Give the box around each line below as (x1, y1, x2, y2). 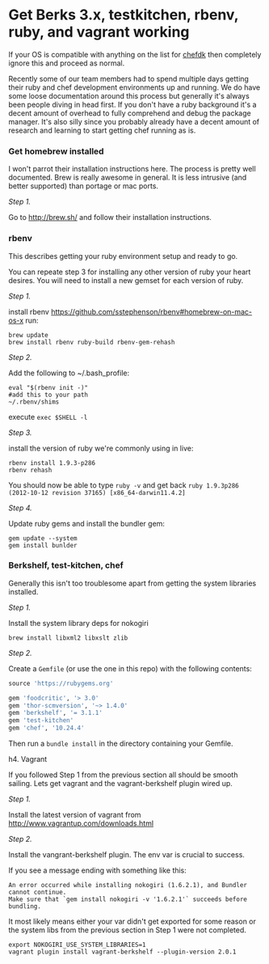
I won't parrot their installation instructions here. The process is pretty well (8, 164, 256, 174)
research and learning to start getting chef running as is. (8, 125, 196, 135)
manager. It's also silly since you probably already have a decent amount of (8, 116, 260, 126)
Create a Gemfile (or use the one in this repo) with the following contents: (8, 663, 252, 673)
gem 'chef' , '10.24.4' (8, 724, 85, 733)
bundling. (8, 903, 42, 911)
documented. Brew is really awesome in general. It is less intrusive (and (8, 172, 247, 183)
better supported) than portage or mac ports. (8, 181, 159, 191)
